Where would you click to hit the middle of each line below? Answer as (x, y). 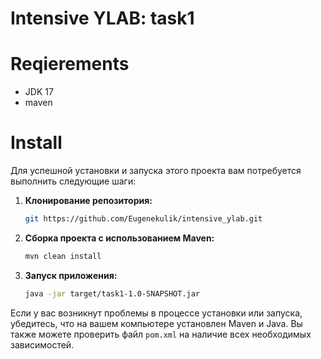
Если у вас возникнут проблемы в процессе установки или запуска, (156, 313)
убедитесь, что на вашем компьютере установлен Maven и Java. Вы (156, 323)
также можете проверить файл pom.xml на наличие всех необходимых (161, 334)
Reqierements (70, 64)
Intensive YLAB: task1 (102, 18)
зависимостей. (42, 344)
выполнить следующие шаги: (73, 181)
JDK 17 (39, 92)
